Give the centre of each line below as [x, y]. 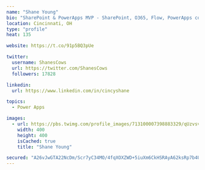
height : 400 [32, 135]
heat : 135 [19, 35]
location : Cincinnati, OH [39, 23]
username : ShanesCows [39, 62]
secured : [17, 158]
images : [16, 119]
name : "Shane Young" [33, 12]
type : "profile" [27, 29]
